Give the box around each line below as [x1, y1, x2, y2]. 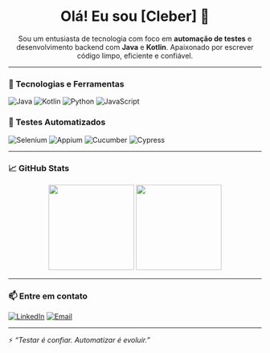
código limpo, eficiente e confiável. [76, 51, 194, 60]
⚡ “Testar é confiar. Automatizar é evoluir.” [8, 335, 150, 345]
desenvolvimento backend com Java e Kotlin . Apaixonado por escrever [15, 42, 255, 51]
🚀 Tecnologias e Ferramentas [8, 78, 125, 89]
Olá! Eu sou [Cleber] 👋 [59, 7, 211, 26]
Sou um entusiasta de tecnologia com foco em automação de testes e [18, 34, 252, 43]
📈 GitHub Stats [8, 163, 70, 174]
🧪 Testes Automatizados [8, 116, 106, 128]
